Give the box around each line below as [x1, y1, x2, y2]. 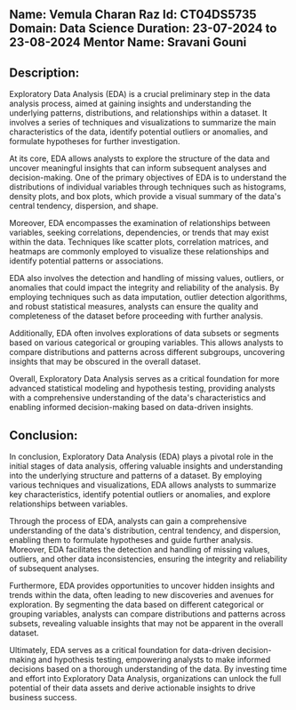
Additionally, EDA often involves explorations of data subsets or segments [9, 328, 280, 339]
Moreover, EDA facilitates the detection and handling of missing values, [9, 545, 270, 555]
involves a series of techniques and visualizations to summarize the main [9, 117, 276, 128]
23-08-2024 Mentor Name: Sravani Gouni [9, 35, 247, 50]
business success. [9, 692, 77, 703]
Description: [9, 65, 80, 80]
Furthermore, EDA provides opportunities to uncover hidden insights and [9, 580, 276, 591]
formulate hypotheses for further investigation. [9, 136, 180, 147]
